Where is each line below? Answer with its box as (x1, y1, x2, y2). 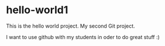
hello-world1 (6, 3, 68, 17)
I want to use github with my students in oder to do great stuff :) (6, 33, 160, 40)
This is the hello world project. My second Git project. (6, 22, 136, 29)
